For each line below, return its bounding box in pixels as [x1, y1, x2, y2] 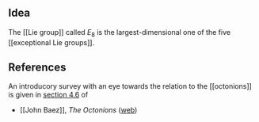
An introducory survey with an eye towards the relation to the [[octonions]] [8, 82, 252, 91]
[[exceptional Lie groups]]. [8, 37, 95, 47]
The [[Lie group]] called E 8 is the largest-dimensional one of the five [8, 27, 231, 39]
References [8, 61, 67, 74]
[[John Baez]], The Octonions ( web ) [19, 105, 138, 115]
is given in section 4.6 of [8, 90, 89, 100]
